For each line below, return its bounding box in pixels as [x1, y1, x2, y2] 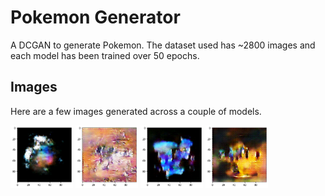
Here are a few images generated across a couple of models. [10, 105, 262, 117]
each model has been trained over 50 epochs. [10, 49, 200, 61]
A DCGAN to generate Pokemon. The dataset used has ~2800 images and [10, 39, 316, 51]
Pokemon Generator [10, 6, 181, 29]
